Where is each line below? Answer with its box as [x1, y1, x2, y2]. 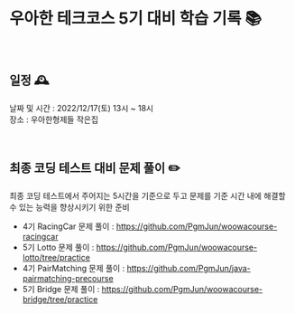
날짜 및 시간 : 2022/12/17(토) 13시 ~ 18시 [9, 102, 154, 113]
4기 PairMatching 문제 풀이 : [22, 262, 125, 273]
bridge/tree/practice [22, 293, 98, 304]
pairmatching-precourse [22, 272, 115, 283]
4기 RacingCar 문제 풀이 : [22, 221, 115, 232]
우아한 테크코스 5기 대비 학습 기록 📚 [9, 8, 263, 29]
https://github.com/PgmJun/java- [126, 262, 251, 273]
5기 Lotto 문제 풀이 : [22, 242, 95, 252]
